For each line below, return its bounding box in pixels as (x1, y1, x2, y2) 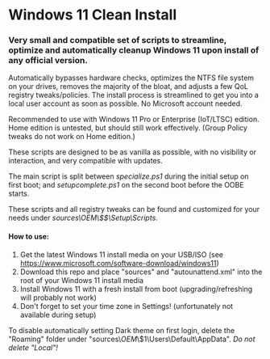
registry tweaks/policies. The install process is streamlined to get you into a (8, 91, 260, 100)
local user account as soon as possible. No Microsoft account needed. (8, 99, 243, 108)
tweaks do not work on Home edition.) (8, 132, 135, 141)
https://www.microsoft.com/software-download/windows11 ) (19, 258, 219, 268)
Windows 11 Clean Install (8, 6, 177, 24)
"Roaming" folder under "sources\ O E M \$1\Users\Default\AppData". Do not (8, 334, 255, 344)
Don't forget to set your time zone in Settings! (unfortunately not (19, 301, 234, 310)
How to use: (8, 232, 50, 242)
